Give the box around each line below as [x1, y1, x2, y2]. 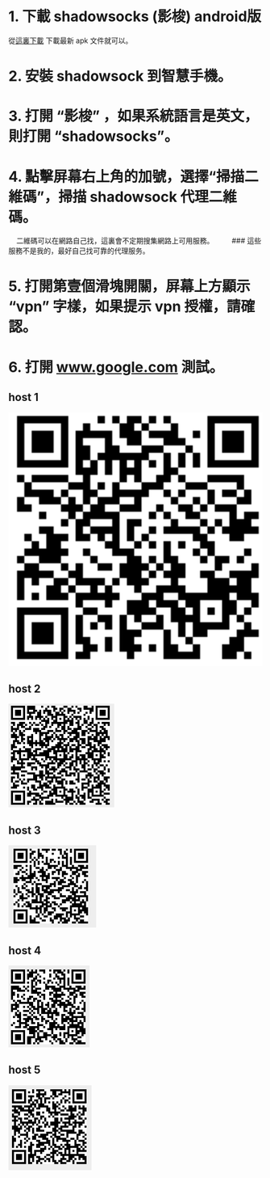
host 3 [8, 823, 41, 837]
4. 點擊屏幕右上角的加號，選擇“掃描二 [8, 167, 260, 186]
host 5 [8, 1063, 41, 1077]
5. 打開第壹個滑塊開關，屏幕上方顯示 [8, 277, 251, 296]
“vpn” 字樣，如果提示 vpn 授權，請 [8, 298, 241, 316]
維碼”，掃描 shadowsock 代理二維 [8, 188, 238, 206]
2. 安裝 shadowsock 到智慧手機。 [8, 67, 232, 86]
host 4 [8, 944, 42, 957]
